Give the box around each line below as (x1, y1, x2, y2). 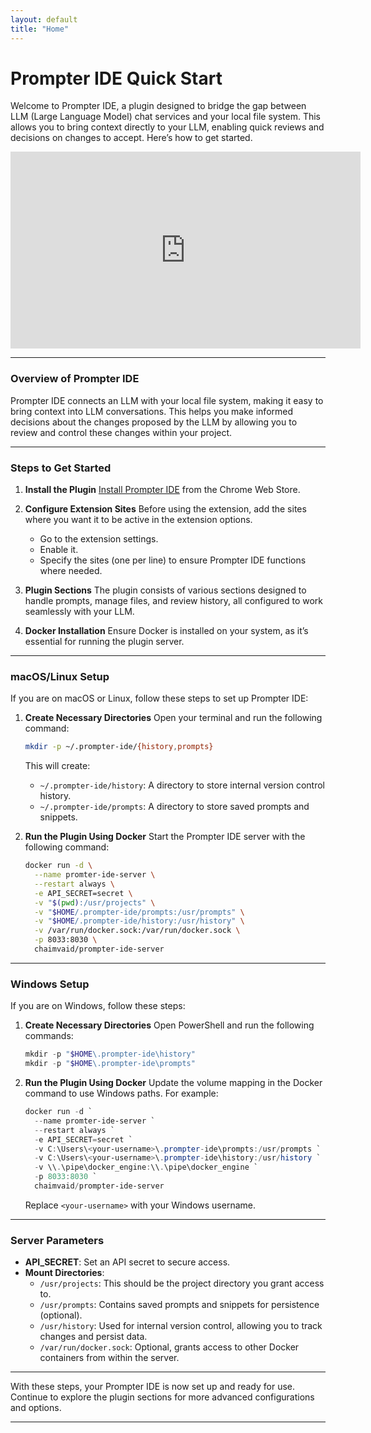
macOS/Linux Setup (10, 669, 110, 683)
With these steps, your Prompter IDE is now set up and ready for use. (10, 1381, 296, 1393)
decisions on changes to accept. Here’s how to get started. (10, 132, 253, 144)
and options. (10, 1402, 62, 1414)
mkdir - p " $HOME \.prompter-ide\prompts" (24, 1059, 196, 1069)
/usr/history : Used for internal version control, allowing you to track (39, 1320, 323, 1332)
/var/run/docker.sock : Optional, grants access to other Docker (39, 1341, 300, 1353)
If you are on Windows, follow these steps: (10, 1000, 186, 1012)
